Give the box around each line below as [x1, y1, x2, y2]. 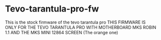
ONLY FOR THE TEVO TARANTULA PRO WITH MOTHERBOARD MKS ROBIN [5, 24, 157, 30]
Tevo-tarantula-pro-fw [5, 3, 99, 14]
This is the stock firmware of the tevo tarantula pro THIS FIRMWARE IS [5, 19, 146, 25]
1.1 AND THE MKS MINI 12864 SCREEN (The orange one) [5, 29, 118, 35]
